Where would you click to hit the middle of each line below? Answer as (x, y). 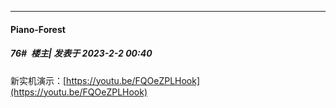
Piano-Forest (38, 29)
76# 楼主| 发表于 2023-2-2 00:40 (81, 53)
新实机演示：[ (38, 80)
